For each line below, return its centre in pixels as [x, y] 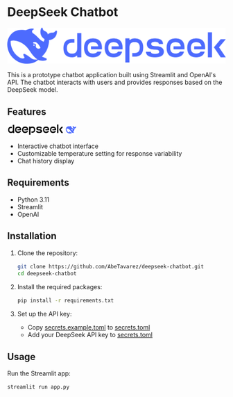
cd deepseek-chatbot [47, 274]
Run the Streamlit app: [39, 373]
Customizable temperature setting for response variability [100, 153]
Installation [32, 236]
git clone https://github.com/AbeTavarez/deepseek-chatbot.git [111, 266]
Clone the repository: [48, 253]
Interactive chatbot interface [58, 146]
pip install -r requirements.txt [66, 301]
